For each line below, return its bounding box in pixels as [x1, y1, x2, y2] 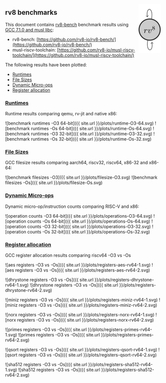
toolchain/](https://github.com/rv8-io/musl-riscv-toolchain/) [12, 52, 134, 58]
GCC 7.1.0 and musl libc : [5, 27, 54, 33]
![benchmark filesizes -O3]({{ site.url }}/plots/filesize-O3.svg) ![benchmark [5, 175, 158, 181]
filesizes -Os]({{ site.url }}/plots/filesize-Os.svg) [5, 180, 103, 186]
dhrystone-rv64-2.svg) [5, 287, 52, 293]
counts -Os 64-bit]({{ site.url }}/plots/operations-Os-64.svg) [27, 218, 151, 224]
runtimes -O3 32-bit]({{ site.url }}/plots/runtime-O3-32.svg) [31, 131, 153, 137]
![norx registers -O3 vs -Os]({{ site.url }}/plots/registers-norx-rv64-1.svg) [5, 312, 155, 318]
